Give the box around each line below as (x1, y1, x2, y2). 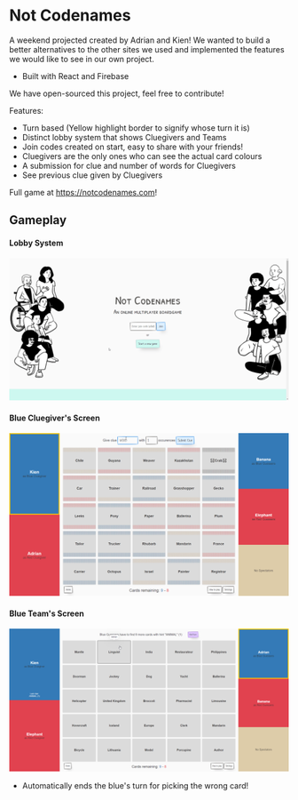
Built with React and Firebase (21, 70, 129, 81)
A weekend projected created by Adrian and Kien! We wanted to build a (9, 35, 271, 45)
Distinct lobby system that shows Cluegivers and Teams (21, 132, 227, 142)
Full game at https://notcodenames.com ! (9, 187, 158, 197)
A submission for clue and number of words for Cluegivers (21, 160, 237, 171)
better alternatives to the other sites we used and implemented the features (9, 44, 286, 54)
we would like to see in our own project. (9, 53, 155, 64)
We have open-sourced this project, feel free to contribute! (9, 88, 224, 99)
